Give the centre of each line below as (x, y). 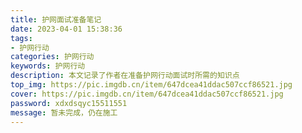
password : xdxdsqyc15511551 (69, 103)
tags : (21, 38)
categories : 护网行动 (52, 57)
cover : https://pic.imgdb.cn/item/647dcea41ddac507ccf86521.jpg (147, 94)
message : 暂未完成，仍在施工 (64, 112)
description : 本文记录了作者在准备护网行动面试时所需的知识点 (125, 76)
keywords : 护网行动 (48, 66)
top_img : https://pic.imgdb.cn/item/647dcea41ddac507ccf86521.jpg (151, 85)
